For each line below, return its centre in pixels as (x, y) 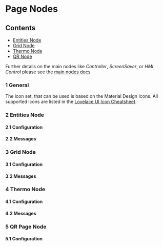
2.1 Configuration (24, 127)
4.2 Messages (21, 213)
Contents (21, 28)
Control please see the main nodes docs (48, 72)
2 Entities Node (25, 115)
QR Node (22, 56)
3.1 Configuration (24, 164)
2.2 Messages (21, 139)
